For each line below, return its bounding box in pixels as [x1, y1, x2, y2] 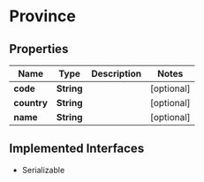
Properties [9, 42, 69, 57]
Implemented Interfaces [9, 141, 145, 156]
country [13, 97, 49, 109]
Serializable [21, 164, 65, 175]
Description [91, 68, 142, 80]
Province [9, 6, 77, 27]
